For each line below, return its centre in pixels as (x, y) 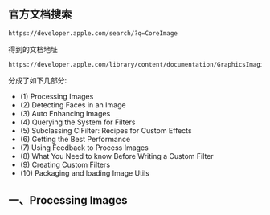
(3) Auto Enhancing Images (65, 113)
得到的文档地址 (33, 49)
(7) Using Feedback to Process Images (84, 148)
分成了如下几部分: (38, 80)
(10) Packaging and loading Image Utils (85, 173)
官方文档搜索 (40, 14)
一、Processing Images (68, 200)
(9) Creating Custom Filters (65, 164)
